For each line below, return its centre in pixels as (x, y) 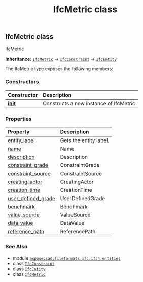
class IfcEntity (29, 269)
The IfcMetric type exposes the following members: (59, 68)
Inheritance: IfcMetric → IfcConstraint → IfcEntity (61, 59)
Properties (19, 119)
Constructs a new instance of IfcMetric (89, 103)
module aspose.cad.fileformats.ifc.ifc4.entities (66, 258)
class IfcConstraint (33, 263)
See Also (16, 247)
